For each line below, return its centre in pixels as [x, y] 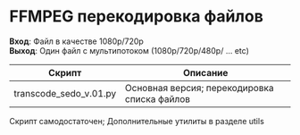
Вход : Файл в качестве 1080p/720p [77, 41]
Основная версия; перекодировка [199, 88]
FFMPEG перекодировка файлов [136, 17]
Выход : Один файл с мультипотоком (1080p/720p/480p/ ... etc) [129, 50]
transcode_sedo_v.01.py [65, 93]
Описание [205, 72]
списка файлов [157, 98]
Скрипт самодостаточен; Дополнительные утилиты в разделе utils [137, 121]
